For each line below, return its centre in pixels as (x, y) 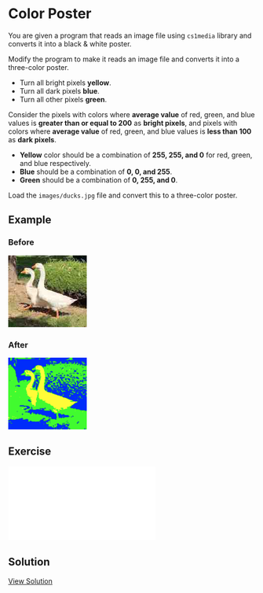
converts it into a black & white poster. (70, 43)
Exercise (30, 452)
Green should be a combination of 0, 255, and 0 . (99, 180)
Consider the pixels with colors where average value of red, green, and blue (131, 114)
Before (21, 242)
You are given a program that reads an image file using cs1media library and (130, 35)
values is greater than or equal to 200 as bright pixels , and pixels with (123, 123)
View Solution (31, 581)
